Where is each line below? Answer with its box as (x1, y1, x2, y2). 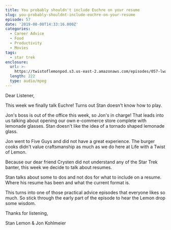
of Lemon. (5, 149, 27, 155)
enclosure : (5, 60, 28, 65)
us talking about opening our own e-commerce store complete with (5, 118, 147, 124)
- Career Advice (10, 31, 44, 36)
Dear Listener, (5, 92, 35, 98)
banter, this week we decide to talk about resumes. (5, 164, 112, 170)
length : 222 (10, 74, 36, 79)
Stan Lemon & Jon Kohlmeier (5, 220, 66, 226)
